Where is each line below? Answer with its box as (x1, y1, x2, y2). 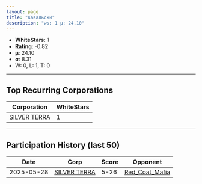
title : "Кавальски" (6, 14, 55, 20)
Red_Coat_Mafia (124, 168, 171, 176)
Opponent (132, 158, 162, 166)
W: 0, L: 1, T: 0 (14, 62, 50, 69)
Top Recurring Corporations (6, 85, 114, 95)
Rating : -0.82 (14, 43, 49, 50)
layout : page (6, 8, 39, 15)
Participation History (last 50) (6, 140, 120, 150)
